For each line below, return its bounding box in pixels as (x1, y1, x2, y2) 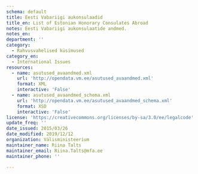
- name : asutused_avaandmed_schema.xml (11, 92, 111, 98)
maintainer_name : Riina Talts (6, 142, 82, 148)
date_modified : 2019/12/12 (6, 131, 74, 138)
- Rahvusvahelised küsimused (11, 48, 84, 54)
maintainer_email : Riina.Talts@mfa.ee (6, 148, 103, 154)
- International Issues (11, 59, 71, 65)
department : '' (6, 36, 44, 42)
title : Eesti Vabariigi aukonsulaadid (6, 14, 103, 20)
